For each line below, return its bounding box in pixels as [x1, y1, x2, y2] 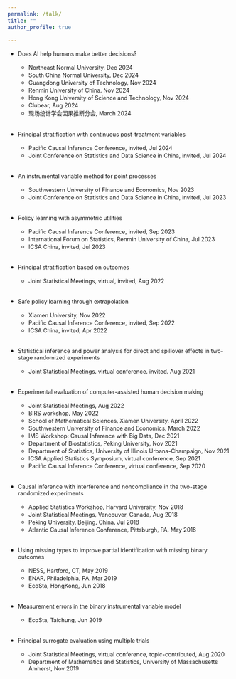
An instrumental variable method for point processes [17, 172, 157, 180]
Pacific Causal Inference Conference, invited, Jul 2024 [28, 144, 173, 152]
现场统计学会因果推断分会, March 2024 [28, 110, 132, 117]
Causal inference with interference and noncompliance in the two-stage [17, 483, 208, 491]
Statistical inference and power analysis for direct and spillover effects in [17, 347, 210, 355]
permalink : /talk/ [7, 10, 62, 18]
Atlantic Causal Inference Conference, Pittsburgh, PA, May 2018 [28, 526, 197, 534]
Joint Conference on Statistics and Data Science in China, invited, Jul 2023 [28, 194, 227, 201]
